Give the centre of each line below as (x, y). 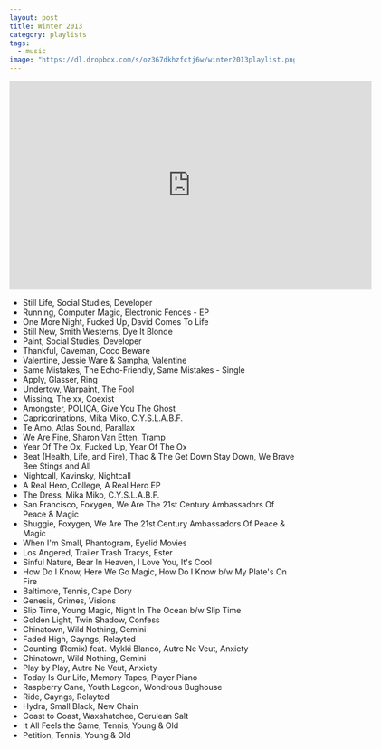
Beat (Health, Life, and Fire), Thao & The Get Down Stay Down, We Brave (158, 456)
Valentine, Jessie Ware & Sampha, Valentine (105, 360)
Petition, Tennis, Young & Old (76, 735)
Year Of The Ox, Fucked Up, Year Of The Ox (105, 447)
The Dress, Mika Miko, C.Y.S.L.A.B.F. (91, 495)
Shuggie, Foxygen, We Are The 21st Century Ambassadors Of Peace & (154, 524)
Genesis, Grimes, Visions (69, 601)
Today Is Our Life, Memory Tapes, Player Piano (110, 678)
